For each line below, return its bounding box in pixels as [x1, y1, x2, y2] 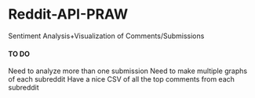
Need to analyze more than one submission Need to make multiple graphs [8, 66, 248, 75]
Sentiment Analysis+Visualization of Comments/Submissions [8, 31, 205, 40]
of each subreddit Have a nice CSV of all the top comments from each [8, 75, 235, 84]
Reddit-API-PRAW [8, 5, 129, 23]
